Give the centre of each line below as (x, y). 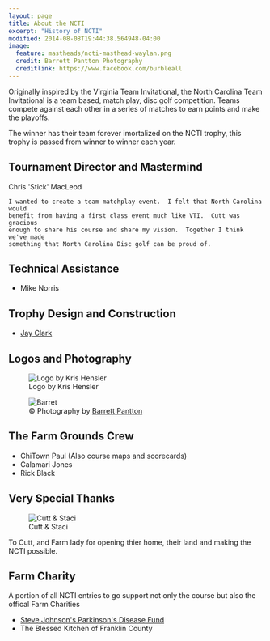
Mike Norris (39, 288)
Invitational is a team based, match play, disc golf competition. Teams (124, 100)
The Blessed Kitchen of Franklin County (86, 629)
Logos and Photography (70, 358)
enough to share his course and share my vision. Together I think (126, 230)
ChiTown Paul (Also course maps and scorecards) (103, 456)
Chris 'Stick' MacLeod (45, 186)
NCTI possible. (33, 550)
